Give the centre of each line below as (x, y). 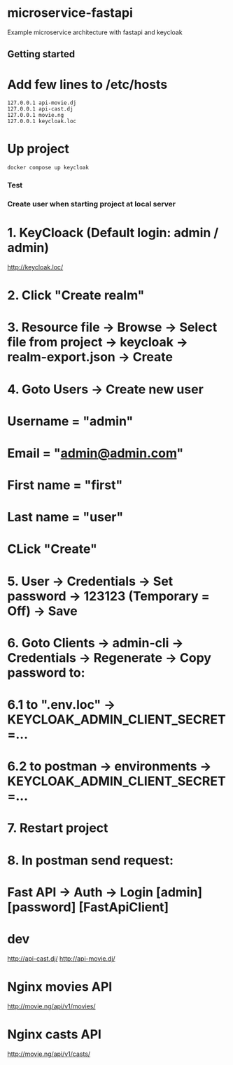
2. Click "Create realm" (76, 296)
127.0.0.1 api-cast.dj (40, 109)
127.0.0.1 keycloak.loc (42, 121)
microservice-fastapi (70, 13)
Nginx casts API (54, 1034)
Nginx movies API (60, 986)
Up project (38, 149)
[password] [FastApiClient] (88, 907)
